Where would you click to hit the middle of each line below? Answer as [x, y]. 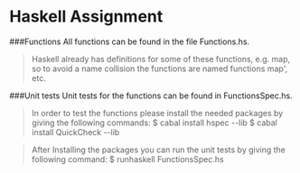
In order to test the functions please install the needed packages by [157, 113]
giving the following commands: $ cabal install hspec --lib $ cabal [154, 123]
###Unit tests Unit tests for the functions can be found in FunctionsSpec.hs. [151, 96]
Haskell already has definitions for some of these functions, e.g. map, [161, 59]
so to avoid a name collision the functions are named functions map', [159, 68]
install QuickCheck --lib [75, 132]
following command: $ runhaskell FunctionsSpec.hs [127, 159]
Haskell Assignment [86, 17]
